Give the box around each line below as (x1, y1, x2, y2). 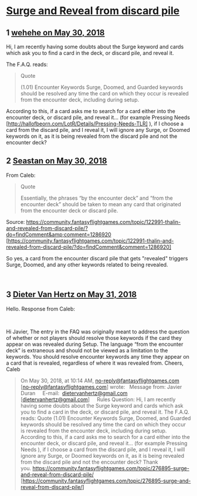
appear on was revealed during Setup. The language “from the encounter (6, 340, 184, 348)
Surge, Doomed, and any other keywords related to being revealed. (6, 261, 168, 268)
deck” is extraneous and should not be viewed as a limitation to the (6, 346, 168, 354)
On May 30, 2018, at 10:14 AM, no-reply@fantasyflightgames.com (20, 377, 180, 384)
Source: (6, 218, 25, 225)
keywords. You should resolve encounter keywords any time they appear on (6, 353, 189, 360)
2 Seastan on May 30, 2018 (6, 156, 107, 166)
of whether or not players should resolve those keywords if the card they (6, 334, 182, 341)
